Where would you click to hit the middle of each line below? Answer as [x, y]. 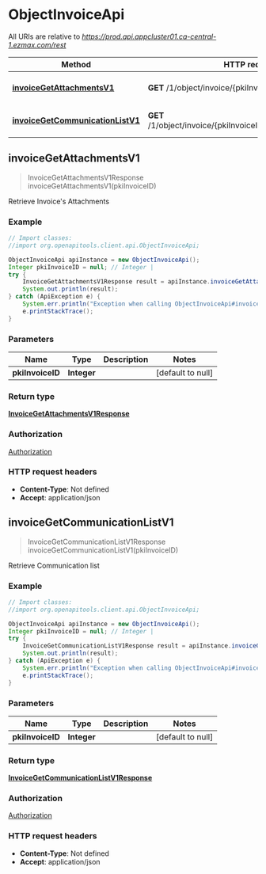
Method [76, 64]
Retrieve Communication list [54, 565]
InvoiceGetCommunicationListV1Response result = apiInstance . [127, 646]
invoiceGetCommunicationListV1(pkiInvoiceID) [103, 550]
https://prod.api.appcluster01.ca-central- [149, 36]
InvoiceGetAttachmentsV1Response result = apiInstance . [117, 282]
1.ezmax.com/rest [37, 44]
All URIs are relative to [44, 36]
